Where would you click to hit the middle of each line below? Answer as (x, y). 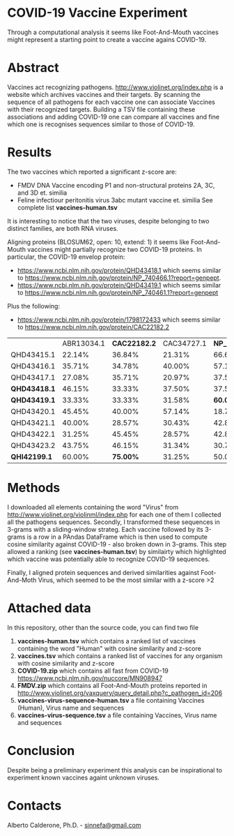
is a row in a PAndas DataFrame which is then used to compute (117, 537)
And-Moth (22, 580)
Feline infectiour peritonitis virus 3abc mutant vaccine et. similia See (115, 200)
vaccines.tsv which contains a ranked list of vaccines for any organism (120, 656)
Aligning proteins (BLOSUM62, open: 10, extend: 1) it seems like (98, 241)
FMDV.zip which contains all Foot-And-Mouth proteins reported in (112, 685)
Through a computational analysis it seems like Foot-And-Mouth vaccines (113, 32)
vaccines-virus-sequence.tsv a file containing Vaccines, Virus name (117, 715)
